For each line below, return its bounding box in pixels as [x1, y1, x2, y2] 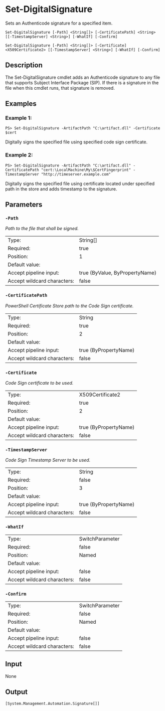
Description [5, 61, 43, 70]
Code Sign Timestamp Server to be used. [5, 457, 91, 463]
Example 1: [5, 114, 32, 121]
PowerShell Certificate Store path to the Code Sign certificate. [5, 302, 134, 309]
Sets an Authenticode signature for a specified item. [5, 20, 113, 26]
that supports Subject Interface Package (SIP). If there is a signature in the [5, 79, 159, 86]
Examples [5, 99, 37, 108]
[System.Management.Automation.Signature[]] [5, 701, 100, 706]
